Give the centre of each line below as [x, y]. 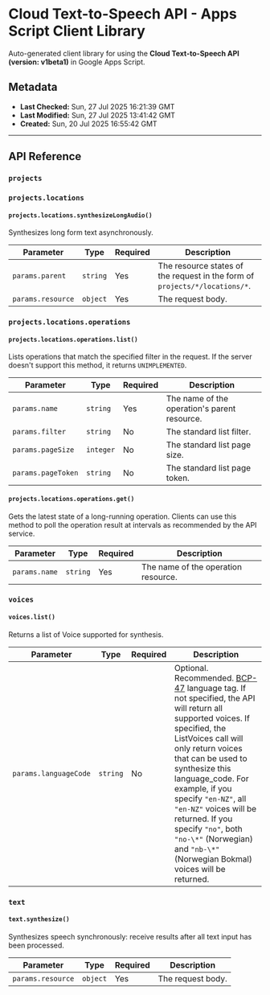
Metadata [33, 87]
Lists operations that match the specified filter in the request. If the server [131, 357]
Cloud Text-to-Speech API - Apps [123, 14]
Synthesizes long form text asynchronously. [81, 232]
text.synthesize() [39, 919]
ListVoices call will [209, 738]
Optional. [191, 668]
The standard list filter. [209, 432]
